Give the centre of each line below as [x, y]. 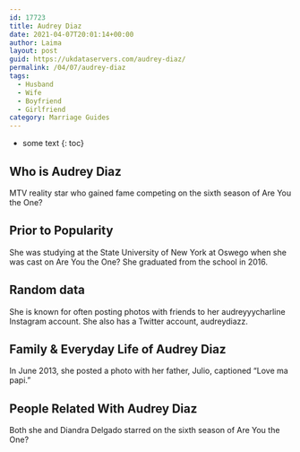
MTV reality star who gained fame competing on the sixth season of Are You [150, 193]
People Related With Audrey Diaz [103, 409]
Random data [47, 290]
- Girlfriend [42, 109]
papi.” [20, 380]
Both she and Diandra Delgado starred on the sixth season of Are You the [145, 430]
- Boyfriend [40, 101]
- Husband [35, 84]
